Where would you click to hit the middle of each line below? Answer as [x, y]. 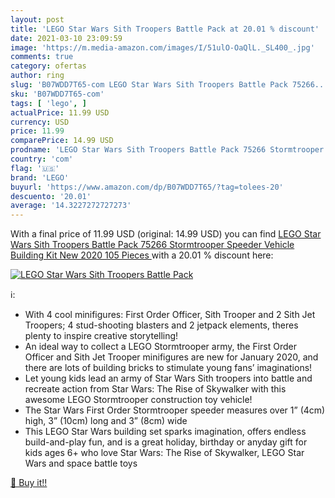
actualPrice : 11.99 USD [60, 112]
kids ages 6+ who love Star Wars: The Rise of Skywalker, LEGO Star [164, 453]
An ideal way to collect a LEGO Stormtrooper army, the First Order [160, 347]
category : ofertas [48, 66]
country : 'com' [42, 159]
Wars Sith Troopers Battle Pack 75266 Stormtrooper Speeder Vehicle [152, 245]
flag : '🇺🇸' [35, 168]
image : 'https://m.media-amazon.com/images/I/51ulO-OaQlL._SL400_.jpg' [162, 47]
